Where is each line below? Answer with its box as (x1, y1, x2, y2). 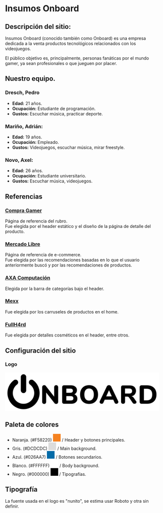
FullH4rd (5, 321, 26, 328)
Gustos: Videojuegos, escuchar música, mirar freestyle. (12, 144, 125, 150)
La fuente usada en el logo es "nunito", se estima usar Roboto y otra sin (5, 498, 149, 504)
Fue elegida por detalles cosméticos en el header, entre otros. (5, 332, 130, 338)
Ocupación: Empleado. (12, 139, 60, 145)
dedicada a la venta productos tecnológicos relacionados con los (5, 41, 136, 46)
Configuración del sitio (5, 346, 76, 355)
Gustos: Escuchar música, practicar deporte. (12, 111, 103, 116)
